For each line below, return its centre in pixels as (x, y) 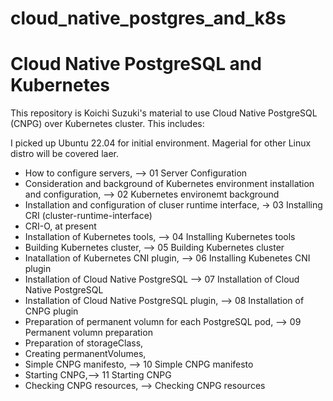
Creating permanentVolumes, (85, 354)
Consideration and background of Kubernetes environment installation (169, 184)
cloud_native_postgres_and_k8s (148, 18)
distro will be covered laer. (64, 154)
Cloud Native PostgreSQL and (136, 64)
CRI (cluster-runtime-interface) (88, 216)
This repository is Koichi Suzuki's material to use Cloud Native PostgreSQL (164, 113)
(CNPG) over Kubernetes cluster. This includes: (107, 124)
